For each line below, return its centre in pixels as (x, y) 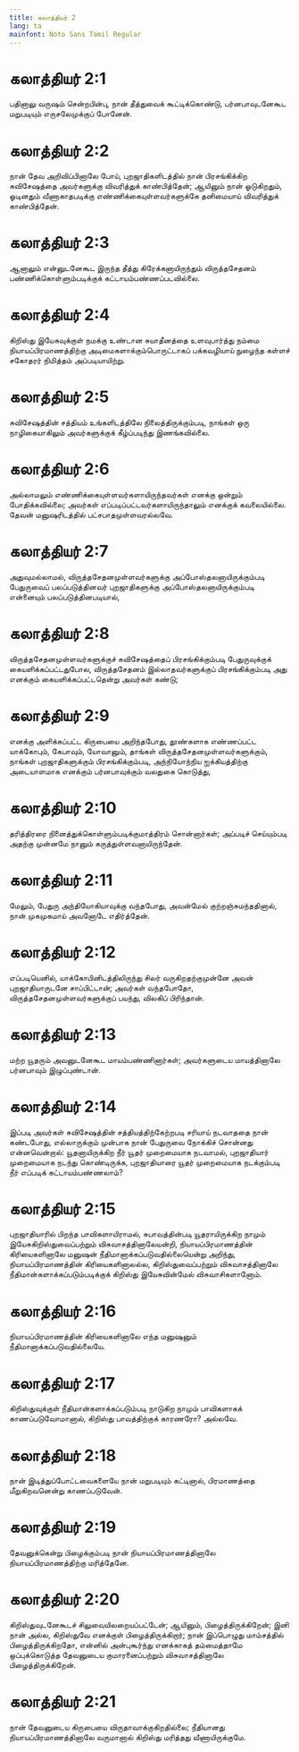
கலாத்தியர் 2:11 (61, 880)
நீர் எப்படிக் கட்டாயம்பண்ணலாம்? (66, 1172)
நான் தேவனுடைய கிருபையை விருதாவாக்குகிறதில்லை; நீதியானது (117, 1727)
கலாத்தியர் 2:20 (65, 1599)
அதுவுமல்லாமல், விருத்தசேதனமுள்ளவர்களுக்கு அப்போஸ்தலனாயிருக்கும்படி (137, 576)
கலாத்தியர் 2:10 (63, 808)
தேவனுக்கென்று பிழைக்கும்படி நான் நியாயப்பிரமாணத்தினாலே (112, 1552)
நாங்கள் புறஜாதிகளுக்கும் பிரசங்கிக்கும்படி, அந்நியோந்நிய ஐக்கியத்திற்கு (129, 761)
